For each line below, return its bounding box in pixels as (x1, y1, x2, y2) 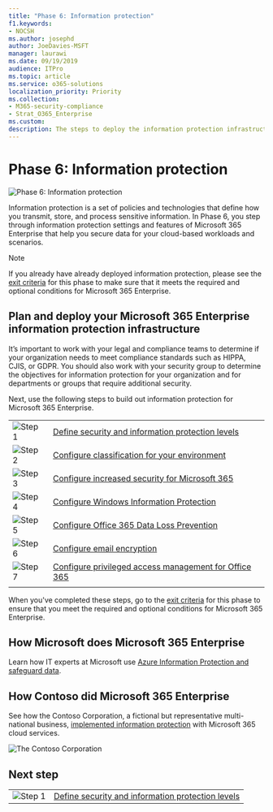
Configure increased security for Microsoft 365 (52, 473, 234, 484)
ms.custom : (8, 118, 45, 126)
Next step (8, 767, 59, 781)
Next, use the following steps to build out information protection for (8, 394, 233, 404)
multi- (223, 711, 245, 721)
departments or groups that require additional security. (8, 378, 193, 388)
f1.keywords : (8, 19, 53, 28)
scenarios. (8, 237, 44, 247)
